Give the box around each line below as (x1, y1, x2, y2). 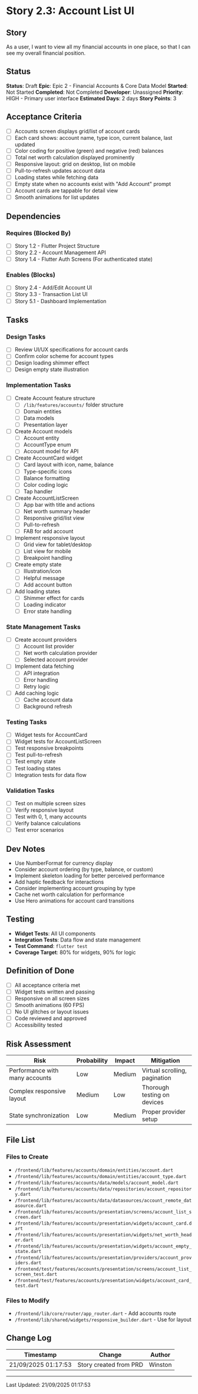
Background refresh (23, 703, 72, 710)
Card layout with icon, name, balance (23, 461, 114, 468)
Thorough (141, 1083, 170, 1091)
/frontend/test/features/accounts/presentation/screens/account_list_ (14, 1266, 192, 1272)
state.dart (14, 1248, 42, 1254)
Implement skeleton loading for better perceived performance (14, 872, 165, 880)
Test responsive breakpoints (14, 744, 84, 752)
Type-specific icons (23, 468, 72, 475)
